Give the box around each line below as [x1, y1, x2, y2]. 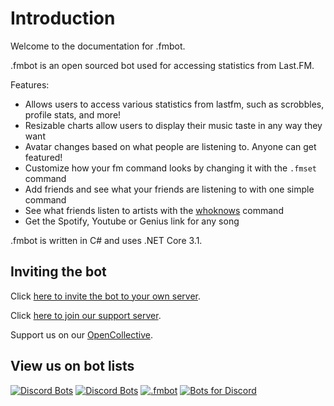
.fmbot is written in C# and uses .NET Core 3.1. [10, 234, 203, 246]
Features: [10, 78, 50, 91]
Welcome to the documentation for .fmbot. [10, 40, 186, 52]
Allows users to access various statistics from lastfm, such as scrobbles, [24, 98, 325, 110]
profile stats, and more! [24, 108, 122, 121]
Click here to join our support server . [10, 309, 162, 321]
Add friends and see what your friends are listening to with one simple [24, 183, 315, 195]
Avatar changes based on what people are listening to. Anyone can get [24, 140, 317, 152]
